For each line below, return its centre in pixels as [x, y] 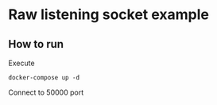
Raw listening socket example [108, 15]
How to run [36, 44]
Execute [21, 63]
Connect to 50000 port [46, 92]
